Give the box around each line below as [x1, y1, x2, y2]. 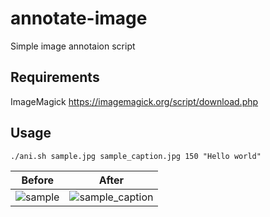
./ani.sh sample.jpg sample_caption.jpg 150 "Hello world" [10, 151, 262, 161]
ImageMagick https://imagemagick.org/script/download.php [10, 95, 259, 107]
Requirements [10, 69, 100, 86]
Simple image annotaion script [10, 40, 136, 52]
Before [21, 173, 55, 187]
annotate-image [10, 7, 148, 30]
